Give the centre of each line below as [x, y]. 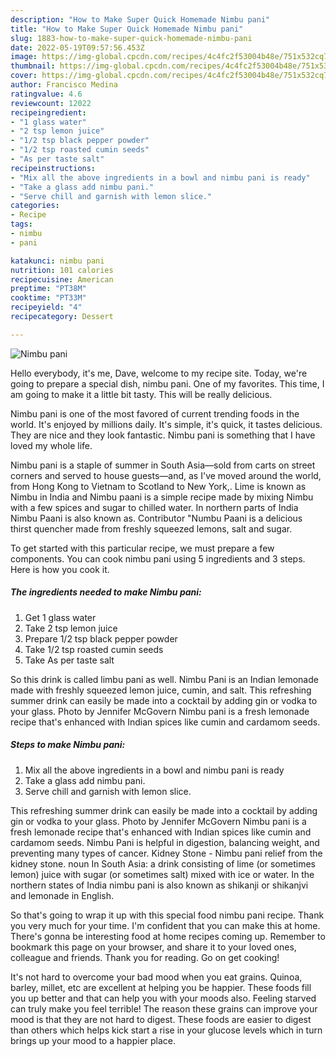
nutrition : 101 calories [62, 270]
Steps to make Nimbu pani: [68, 745]
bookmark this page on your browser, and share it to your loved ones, [153, 947]
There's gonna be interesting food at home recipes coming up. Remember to [168, 936]
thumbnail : [33, 66]
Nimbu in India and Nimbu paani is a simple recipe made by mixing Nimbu [162, 497]
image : [24, 57]
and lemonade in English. [62, 895]
